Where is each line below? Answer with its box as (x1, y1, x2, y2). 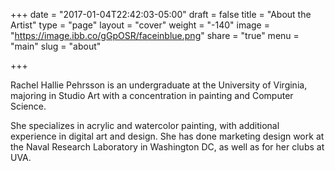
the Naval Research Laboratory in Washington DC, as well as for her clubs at (10, 141, 325, 153)
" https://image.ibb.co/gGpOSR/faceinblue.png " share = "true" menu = (10, 30, 300, 41)
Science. (10, 100, 47, 112)
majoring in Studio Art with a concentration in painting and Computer (10, 90, 294, 101)
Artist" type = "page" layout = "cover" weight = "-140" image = (10, 19, 270, 31)
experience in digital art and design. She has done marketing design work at (10, 130, 325, 142)
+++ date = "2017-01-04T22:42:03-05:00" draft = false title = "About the (10, 9, 312, 20)
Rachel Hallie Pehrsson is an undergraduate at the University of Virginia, (10, 79, 308, 91)
